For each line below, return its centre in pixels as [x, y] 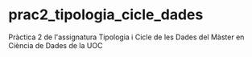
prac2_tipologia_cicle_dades [106, 15]
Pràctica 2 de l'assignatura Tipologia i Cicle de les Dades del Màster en [126, 37]
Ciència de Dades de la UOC [56, 45]
